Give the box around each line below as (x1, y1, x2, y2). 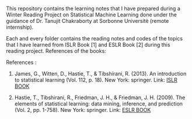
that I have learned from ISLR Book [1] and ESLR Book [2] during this (6, 41, 170, 48)
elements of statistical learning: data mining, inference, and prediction (14, 100, 183, 107)
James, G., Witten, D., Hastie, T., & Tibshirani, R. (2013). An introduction (14, 70, 187, 77)
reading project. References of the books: (6, 47, 106, 55)
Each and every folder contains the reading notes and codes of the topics (6, 35, 183, 42)
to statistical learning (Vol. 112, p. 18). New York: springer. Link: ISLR (14, 76, 178, 83)
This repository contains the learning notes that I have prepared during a (6, 5, 181, 12)
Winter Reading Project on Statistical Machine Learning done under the (6, 11, 177, 18)
